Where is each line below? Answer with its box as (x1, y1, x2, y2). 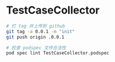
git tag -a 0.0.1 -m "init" (6, 28, 75, 34)
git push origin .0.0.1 (6, 34, 65, 40)
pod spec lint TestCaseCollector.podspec (6, 50, 110, 56)
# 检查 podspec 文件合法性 (6, 45, 66, 51)
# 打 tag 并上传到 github (6, 23, 65, 29)
